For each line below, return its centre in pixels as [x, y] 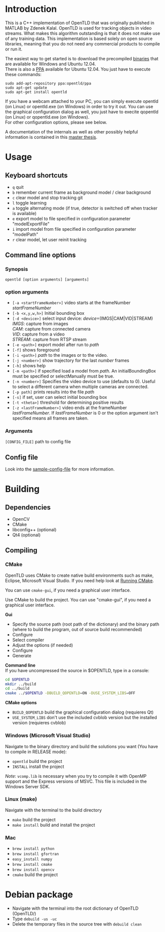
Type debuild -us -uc [34, 919]
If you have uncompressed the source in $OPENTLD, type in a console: [77, 670]
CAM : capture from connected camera [51, 329]
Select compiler [28, 640]
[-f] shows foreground [36, 350]
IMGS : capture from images [40, 323]
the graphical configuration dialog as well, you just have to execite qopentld [82, 112]
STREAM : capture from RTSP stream [49, 339]
